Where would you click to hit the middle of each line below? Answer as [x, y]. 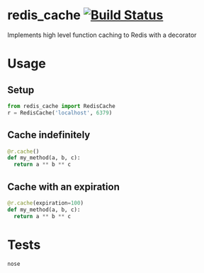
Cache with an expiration [64, 187]
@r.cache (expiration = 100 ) [45, 203]
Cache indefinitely [49, 135]
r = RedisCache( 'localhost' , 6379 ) [60, 113]
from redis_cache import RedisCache [61, 106]
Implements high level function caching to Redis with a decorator [102, 35]
